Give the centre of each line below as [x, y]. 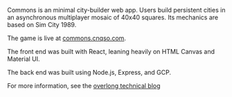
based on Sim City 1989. [42, 25]
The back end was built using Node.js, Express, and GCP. [89, 72]
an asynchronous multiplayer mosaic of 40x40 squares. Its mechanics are [113, 17]
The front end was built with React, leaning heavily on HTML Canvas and [111, 52]
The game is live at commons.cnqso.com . [67, 38]
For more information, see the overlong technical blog [84, 86]
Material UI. [24, 59]
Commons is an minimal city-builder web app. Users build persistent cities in [116, 10]
